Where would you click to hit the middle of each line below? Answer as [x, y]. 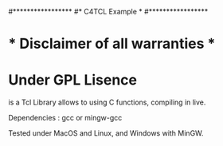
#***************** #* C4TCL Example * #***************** [108, 12]
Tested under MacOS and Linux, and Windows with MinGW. [106, 133]
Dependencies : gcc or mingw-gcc [65, 118]
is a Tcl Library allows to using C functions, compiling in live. [107, 102]
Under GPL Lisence [73, 80]
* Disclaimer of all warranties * [112, 44]
